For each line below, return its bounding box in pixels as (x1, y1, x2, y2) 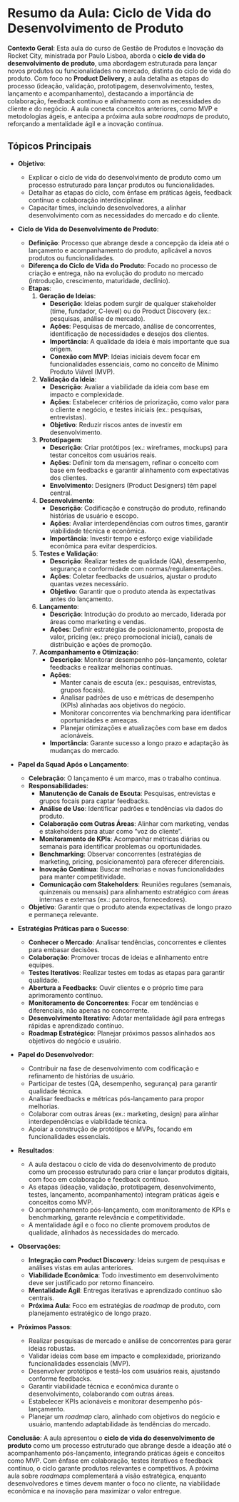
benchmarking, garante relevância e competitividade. (28, 1212, 185, 1221)
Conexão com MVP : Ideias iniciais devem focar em (49, 352, 200, 361)
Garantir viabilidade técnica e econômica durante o (28, 1381, 179, 1390)
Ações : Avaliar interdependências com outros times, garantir (49, 518, 228, 527)
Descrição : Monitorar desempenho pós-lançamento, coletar (49, 655, 227, 664)
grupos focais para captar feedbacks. (39, 797, 150, 805)
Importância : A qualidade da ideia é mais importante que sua (49, 337, 230, 345)
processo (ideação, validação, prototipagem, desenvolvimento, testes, (7, 81, 215, 90)
